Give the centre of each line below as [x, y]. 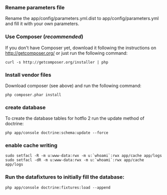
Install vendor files [28, 75]
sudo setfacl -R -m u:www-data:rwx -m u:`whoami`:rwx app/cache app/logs [84, 156]
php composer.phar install [33, 95]
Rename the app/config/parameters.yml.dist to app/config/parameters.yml [82, 19]
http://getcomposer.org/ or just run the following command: [66, 53]
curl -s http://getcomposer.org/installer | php [57, 62]
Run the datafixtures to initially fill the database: [65, 177]
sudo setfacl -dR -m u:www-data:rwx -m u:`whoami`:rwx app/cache [74, 160]
